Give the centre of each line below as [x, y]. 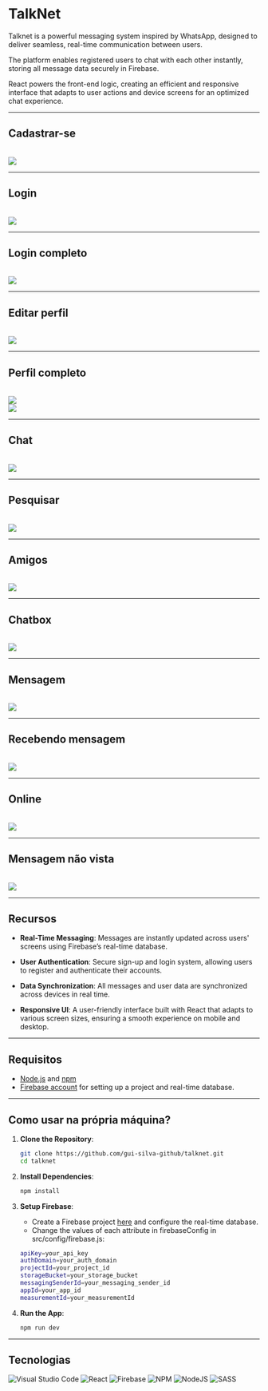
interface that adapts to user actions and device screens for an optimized [129, 92]
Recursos [33, 919]
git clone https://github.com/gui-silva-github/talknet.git [122, 1153]
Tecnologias [39, 1359]
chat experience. [36, 101]
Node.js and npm [48, 1079]
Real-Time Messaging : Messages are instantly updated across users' [134, 938]
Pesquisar [34, 500]
